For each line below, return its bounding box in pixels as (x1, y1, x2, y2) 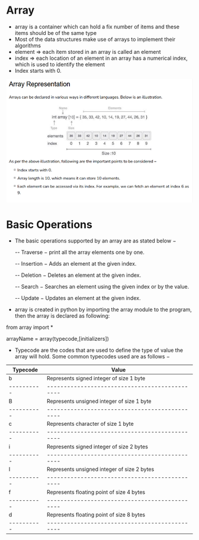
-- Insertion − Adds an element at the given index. (14, 260, 137, 267)
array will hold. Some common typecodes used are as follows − (14, 353, 170, 360)
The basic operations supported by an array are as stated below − (14, 237, 176, 244)
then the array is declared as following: (14, 312, 110, 319)
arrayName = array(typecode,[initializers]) (6, 335, 110, 342)
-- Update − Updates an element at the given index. (14, 295, 141, 302)
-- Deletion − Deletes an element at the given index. (14, 271, 141, 279)
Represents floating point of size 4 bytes (46, 489, 146, 496)
